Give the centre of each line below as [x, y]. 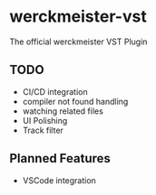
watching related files [63, 111]
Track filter [43, 130]
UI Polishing [45, 120]
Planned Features [60, 158]
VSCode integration [59, 180]
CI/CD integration [55, 91]
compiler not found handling [75, 101]
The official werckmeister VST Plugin [78, 42]
